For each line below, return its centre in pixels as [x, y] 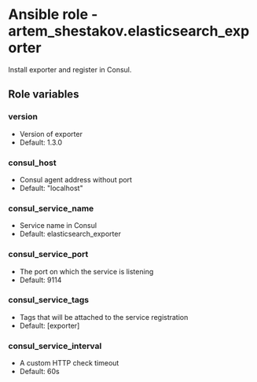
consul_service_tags [49, 300]
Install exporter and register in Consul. [70, 69]
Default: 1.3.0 [41, 142]
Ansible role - [53, 15]
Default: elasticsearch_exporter [70, 234]
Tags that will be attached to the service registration [104, 317]
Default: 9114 [40, 280]
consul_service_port [48, 255]
